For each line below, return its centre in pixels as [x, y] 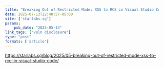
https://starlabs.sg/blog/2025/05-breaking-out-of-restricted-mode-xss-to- [81, 55]
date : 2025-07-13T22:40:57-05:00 [39, 14]
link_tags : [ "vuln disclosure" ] [38, 32]
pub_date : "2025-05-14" [38, 28]
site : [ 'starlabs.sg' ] [28, 19]
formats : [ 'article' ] [27, 42]
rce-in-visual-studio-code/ [32, 60]
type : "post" [18, 37]
